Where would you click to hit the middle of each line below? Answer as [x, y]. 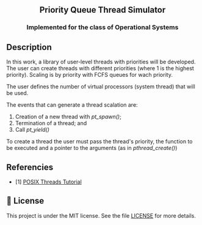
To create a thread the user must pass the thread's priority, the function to [99, 141]
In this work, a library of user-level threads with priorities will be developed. [101, 62]
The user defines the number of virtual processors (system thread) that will [101, 87]
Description [29, 47]
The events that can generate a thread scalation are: [72, 105]
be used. [17, 93]
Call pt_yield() [32, 130]
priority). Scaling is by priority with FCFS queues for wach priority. [89, 75]
